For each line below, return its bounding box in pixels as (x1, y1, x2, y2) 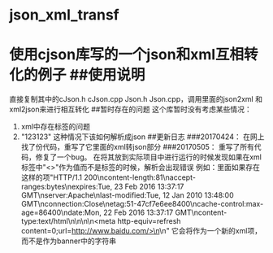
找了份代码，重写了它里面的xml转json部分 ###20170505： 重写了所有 (20, 142, 255, 152)
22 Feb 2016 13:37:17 (103, 207, 174, 217)
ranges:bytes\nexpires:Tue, (20, 181, 113, 192)
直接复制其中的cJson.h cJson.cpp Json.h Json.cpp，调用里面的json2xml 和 (9, 94, 263, 104)
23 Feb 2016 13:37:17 (114, 181, 184, 192)
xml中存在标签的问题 (20, 122, 91, 132)
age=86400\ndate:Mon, (20, 207, 102, 217)
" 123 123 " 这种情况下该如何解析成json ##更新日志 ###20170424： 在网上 (20, 132, 265, 142)
